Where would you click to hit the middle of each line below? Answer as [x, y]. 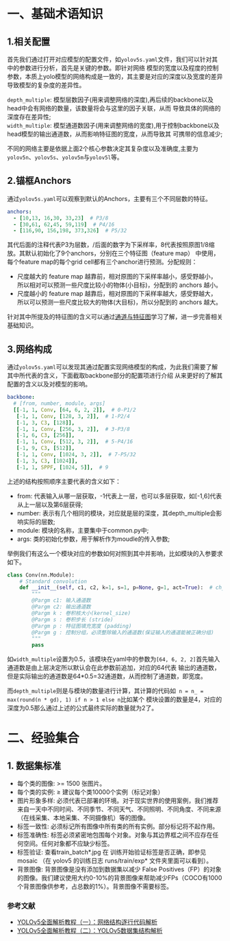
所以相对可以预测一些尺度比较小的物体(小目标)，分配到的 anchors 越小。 [119, 285]
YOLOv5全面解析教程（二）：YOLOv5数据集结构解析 [90, 931]
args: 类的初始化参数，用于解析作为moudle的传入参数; [93, 539]
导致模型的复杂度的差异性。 [46, 85]
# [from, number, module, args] [60, 404]
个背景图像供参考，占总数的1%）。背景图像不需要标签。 [95, 887]
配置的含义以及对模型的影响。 [49, 384]
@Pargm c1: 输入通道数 [61, 601]
